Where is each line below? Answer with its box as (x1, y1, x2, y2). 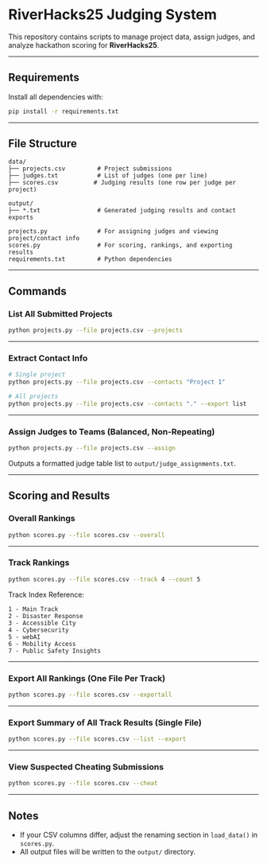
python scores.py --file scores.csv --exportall (8, 691, 172, 699)
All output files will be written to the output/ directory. (19, 847, 196, 857)
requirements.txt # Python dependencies (8, 255, 172, 263)
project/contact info (8, 235, 80, 243)
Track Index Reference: (8, 590, 85, 599)
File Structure (8, 137, 77, 150)
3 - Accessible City (8, 619, 77, 627)
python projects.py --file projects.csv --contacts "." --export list (8, 399, 247, 407)
